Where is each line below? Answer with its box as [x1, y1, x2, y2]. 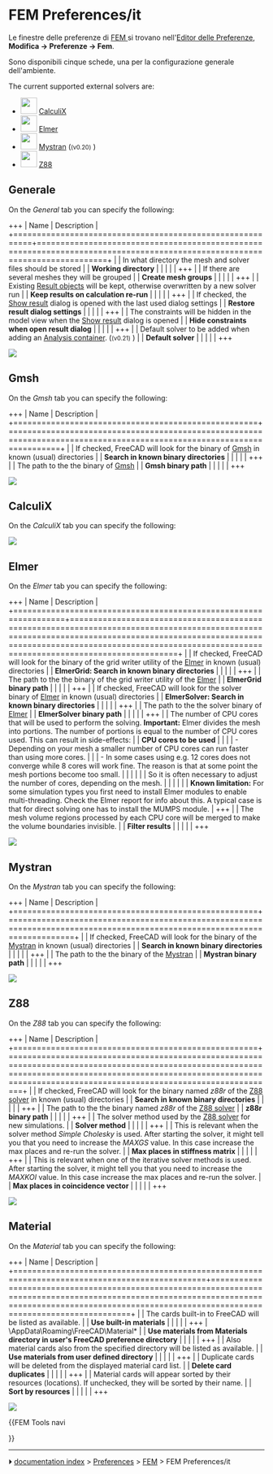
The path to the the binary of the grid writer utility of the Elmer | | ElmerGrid [8, 674, 262, 684]
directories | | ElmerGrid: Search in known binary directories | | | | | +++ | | [8, 666, 262, 676]
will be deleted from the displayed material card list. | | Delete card [8, 1360, 232, 1370]
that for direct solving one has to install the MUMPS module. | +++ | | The [8, 804, 254, 814]
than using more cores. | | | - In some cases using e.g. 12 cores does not [8, 752, 251, 762]
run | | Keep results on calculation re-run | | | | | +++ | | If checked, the [8, 289, 247, 299]
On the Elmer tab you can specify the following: [8, 581, 167, 591]
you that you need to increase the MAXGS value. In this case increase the [8, 1138, 254, 1147]
